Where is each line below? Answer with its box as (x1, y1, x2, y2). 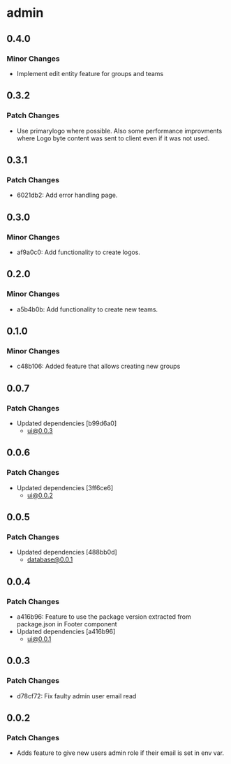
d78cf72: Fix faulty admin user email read (16, 691, 137, 700)
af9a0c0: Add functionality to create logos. (16, 248, 141, 256)
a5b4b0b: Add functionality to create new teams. (16, 305, 158, 314)
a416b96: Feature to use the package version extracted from (16, 612, 191, 621)
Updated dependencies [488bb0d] (16, 548, 118, 557)
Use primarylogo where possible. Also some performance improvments (16, 126, 223, 135)
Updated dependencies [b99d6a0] (16, 419, 117, 427)
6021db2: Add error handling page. (16, 191, 118, 200)
